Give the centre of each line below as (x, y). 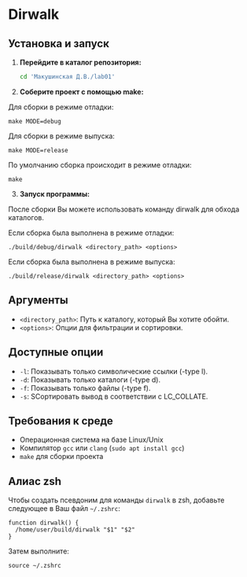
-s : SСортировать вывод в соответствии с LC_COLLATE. (114, 396)
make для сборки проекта (61, 457)
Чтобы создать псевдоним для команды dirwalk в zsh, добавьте (116, 500)
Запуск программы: (55, 193)
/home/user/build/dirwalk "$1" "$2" (75, 530)
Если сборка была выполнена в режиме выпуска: (92, 262)
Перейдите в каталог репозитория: (80, 62)
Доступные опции (56, 353)
